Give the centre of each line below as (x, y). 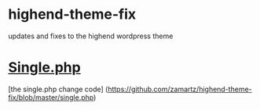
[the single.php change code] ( (58, 89)
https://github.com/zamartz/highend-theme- (180, 89)
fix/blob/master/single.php (51, 97)
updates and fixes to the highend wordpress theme (91, 36)
